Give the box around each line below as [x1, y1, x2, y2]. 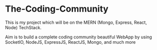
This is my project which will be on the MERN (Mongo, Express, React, [5, 19, 147, 25]
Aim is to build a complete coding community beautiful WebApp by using [5, 34, 152, 40]
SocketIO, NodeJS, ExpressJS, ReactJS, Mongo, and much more [5, 39, 136, 45]
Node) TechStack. [5, 24, 42, 30]
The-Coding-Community [5, 3, 109, 15]
